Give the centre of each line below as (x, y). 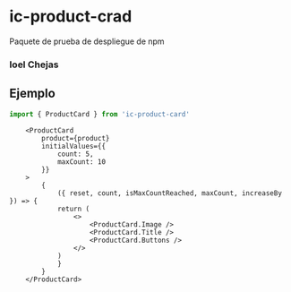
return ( (73, 209)
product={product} (76, 138)
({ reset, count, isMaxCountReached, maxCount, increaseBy (169, 193)
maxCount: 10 (81, 162)
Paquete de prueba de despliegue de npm (87, 41)
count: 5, (75, 154)
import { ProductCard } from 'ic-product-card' (100, 114)
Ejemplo (32, 94)
